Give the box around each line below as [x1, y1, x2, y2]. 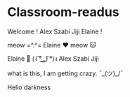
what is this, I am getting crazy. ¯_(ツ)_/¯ [7, 69, 124, 77]
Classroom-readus [7, 4, 119, 20]
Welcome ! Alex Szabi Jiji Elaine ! [7, 27, 103, 36]
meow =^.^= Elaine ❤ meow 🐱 [7, 40, 96, 49]
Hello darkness [7, 83, 51, 91]
